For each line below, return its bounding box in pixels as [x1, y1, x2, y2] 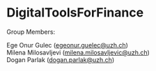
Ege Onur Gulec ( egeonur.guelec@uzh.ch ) [6, 41, 128, 49]
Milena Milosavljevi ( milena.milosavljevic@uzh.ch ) [6, 48, 150, 57]
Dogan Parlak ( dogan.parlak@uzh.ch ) [6, 55, 115, 63]
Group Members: [6, 28, 56, 36]
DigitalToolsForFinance [6, 5, 144, 21]
